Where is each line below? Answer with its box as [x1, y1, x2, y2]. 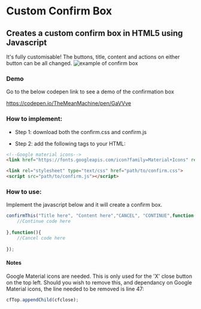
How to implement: [6, 115, 63, 123]
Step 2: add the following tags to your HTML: [14, 140, 126, 147]
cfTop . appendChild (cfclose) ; [6, 296, 79, 303]
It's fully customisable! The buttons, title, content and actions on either [6, 53, 181, 60]
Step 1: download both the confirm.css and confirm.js [14, 128, 147, 135]
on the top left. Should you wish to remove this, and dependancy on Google [6, 278, 193, 286]
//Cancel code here [17, 235, 66, 241]
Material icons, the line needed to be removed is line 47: [6, 285, 145, 292]
